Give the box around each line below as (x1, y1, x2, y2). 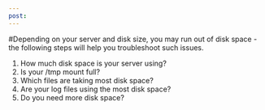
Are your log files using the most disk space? (20, 84, 172, 94)
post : (8, 11, 27, 20)
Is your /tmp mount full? (20, 66, 100, 77)
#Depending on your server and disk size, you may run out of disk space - (8, 34, 258, 44)
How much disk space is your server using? (20, 58, 167, 68)
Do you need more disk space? (20, 92, 124, 102)
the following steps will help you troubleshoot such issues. (8, 42, 205, 53)
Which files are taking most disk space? (20, 75, 154, 85)
